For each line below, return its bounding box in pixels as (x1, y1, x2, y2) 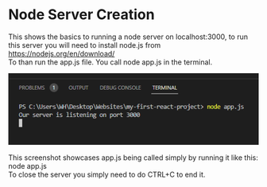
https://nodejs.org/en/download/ (8, 49, 115, 58)
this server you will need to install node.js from (8, 40, 161, 49)
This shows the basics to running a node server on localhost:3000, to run (8, 32, 249, 41)
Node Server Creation (8, 6, 155, 24)
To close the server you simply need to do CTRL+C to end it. (8, 169, 206, 179)
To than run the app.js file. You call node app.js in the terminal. (8, 57, 213, 67)
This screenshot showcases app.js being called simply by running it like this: (8, 153, 258, 162)
